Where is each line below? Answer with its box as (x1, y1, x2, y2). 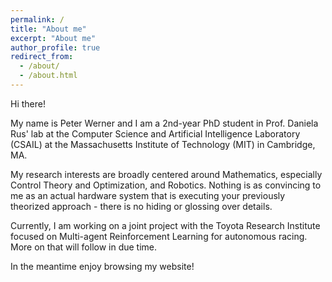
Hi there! (10, 97, 46, 110)
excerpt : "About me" (10, 33, 97, 43)
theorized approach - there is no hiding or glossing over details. (10, 200, 273, 212)
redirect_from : (10, 52, 74, 62)
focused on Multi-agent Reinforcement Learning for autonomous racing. (10, 230, 308, 242)
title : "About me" (10, 24, 87, 34)
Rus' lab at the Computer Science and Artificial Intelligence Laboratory (10, 127, 301, 140)
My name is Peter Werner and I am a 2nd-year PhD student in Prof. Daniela (10, 117, 319, 129)
